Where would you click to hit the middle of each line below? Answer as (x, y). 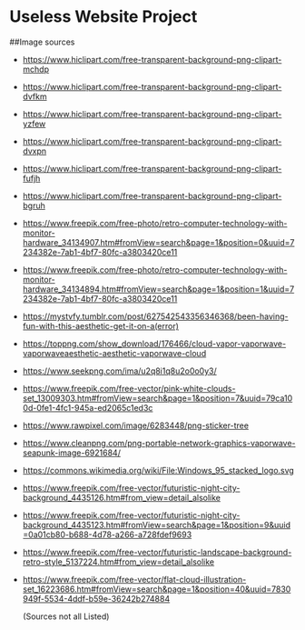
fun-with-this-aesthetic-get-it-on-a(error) (101, 325)
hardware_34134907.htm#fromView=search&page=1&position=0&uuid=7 (158, 242)
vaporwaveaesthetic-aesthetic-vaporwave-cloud (114, 353)
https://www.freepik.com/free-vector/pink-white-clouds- (129, 388)
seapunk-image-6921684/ (71, 453)
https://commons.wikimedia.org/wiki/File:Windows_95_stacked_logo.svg (158, 470)
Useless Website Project (103, 17)
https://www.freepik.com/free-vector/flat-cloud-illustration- (134, 579)
